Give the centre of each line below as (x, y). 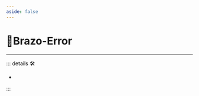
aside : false (22, 12)
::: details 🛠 (21, 63)
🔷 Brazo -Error (39, 41)
